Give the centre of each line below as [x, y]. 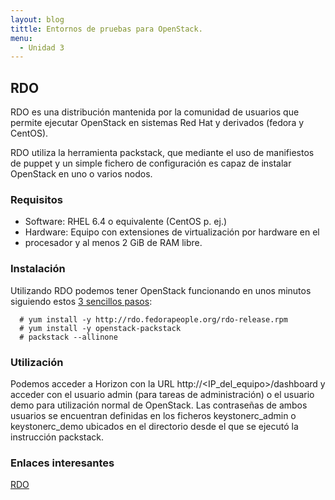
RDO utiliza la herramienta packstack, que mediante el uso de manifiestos [162, 153]
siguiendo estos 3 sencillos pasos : [81, 301]
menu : [21, 38]
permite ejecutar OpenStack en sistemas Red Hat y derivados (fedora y [157, 123]
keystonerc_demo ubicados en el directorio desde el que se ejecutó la [154, 426]
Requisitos [36, 199]
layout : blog [37, 19]
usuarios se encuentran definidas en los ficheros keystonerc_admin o [153, 415]
